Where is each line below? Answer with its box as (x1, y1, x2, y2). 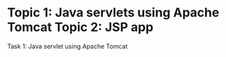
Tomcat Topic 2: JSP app (7, 19, 154, 35)
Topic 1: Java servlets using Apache (7, 5, 220, 21)
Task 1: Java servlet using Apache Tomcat (7, 42, 128, 50)
